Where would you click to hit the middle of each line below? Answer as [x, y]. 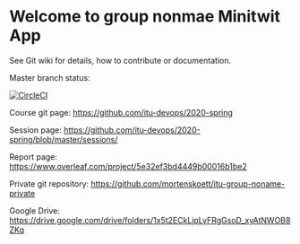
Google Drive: [35, 210]
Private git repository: [49, 183]
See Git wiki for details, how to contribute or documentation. [120, 60]
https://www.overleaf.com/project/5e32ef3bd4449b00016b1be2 [129, 166]
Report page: [34, 157]
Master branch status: [50, 77]
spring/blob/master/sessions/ [64, 139]
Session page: [36, 130]
